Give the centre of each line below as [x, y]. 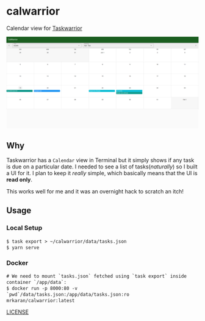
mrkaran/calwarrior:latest [41, 300]
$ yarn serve [23, 247]
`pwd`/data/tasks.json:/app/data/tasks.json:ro [68, 294]
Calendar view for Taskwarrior [44, 28]
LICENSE [18, 312]
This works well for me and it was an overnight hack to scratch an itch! [95, 191]
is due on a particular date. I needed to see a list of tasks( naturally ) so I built [102, 167]
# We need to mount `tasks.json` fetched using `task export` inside [97, 276]
